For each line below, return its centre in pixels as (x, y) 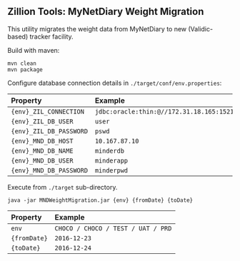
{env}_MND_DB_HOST (42, 141)
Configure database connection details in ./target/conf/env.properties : (115, 83)
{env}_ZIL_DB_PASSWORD (49, 131)
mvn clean (22, 63)
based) (18, 36)
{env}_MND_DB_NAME (42, 150)
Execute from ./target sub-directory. (62, 187)
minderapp (111, 160)
